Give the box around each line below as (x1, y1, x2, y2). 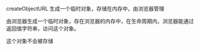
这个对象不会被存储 (6, 38, 54, 44)
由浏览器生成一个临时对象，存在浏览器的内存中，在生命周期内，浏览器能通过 (6, 18, 194, 25)
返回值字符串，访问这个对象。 (6, 25, 79, 32)
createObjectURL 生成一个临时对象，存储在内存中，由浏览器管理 (6, 5, 165, 12)
